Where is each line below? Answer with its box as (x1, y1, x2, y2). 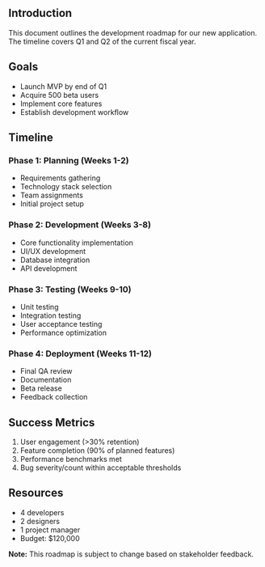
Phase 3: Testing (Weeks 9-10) (8, 283, 132, 294)
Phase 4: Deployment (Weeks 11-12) (8, 348, 152, 359)
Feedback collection (19, 392, 88, 402)
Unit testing (19, 302, 59, 311)
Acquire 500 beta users (19, 90, 99, 99)
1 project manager (19, 525, 81, 535)
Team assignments (19, 190, 83, 201)
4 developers (19, 507, 65, 517)
